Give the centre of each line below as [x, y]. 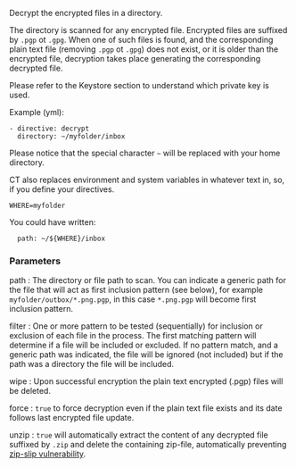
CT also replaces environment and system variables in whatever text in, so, [147, 180]
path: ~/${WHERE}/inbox [61, 238]
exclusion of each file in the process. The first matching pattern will [133, 336]
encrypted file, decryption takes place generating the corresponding [135, 58]
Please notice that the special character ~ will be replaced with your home [145, 153]
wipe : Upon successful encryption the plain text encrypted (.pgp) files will [146, 381]
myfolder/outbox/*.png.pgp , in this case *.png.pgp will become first [133, 299]
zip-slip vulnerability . [48, 454]
